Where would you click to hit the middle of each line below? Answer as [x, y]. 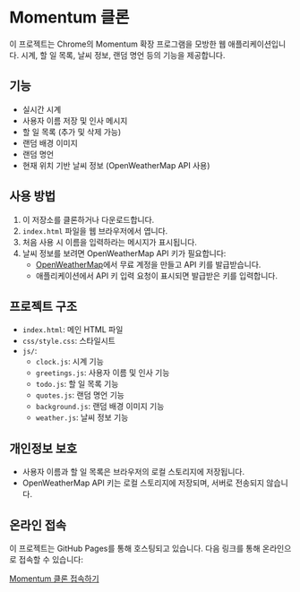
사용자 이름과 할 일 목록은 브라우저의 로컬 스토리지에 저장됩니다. [133, 472]
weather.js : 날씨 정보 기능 [82, 417]
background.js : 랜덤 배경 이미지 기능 [100, 407]
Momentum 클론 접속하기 [55, 579]
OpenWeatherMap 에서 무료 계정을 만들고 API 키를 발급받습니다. [148, 264]
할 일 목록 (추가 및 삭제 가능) [72, 132]
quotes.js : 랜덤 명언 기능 [80, 395]
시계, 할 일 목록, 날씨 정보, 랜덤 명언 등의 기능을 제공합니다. [123, 55]
